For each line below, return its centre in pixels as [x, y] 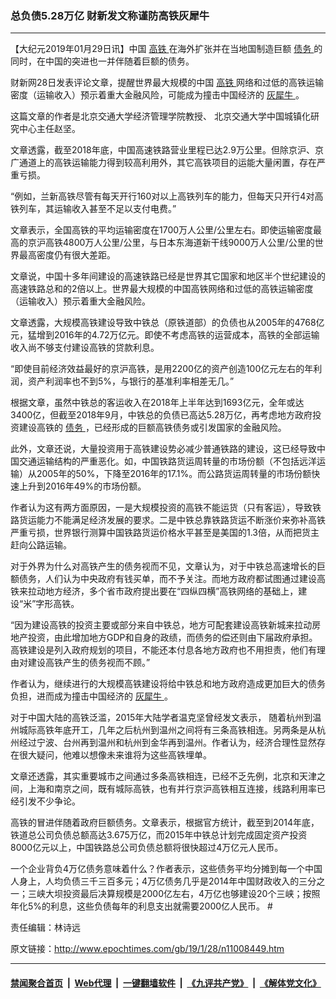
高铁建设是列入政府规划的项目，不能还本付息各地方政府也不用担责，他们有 [163, 650]
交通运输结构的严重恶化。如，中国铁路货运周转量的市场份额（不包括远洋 [167, 461]
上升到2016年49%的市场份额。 [82, 486]
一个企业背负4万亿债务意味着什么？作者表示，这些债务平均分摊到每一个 [158, 869]
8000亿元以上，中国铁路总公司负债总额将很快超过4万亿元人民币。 [147, 848]
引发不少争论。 [49, 801]
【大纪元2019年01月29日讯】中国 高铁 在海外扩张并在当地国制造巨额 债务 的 [166, 49]
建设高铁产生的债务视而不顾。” [89, 663]
